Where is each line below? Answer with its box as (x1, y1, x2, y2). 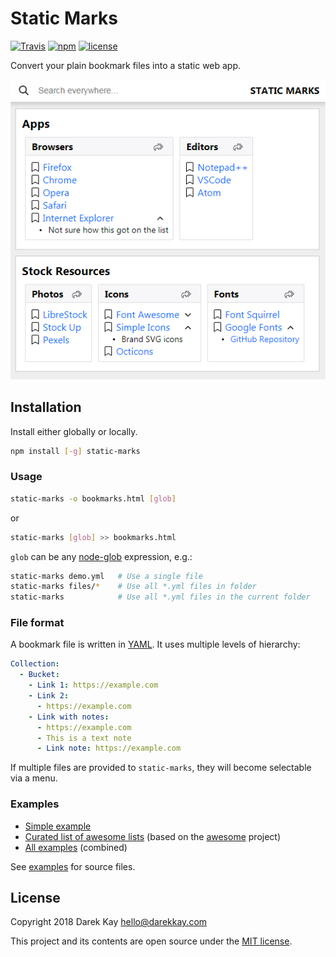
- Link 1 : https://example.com (28, 680, 159, 691)
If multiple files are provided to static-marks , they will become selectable (10, 762, 312, 774)
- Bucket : (19, 670, 60, 680)
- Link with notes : (28, 712, 110, 722)
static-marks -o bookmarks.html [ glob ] (10, 493, 177, 504)
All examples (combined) (24, 841, 128, 853)
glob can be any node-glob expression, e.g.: (10, 550, 193, 562)
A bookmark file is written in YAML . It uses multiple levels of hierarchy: (10, 638, 301, 651)
